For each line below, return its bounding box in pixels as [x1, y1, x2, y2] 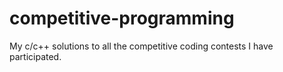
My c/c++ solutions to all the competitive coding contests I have [9, 40, 274, 52]
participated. [9, 50, 62, 62]
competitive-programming [9, 7, 235, 30]
